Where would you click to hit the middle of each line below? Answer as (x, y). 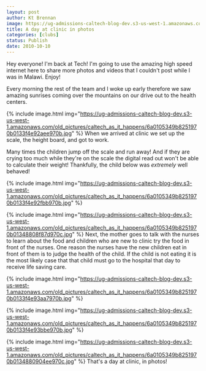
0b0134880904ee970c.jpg (40, 361)
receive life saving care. (36, 267)
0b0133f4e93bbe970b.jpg (39, 330)
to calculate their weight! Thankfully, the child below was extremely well (97, 165)
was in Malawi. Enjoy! (33, 77)
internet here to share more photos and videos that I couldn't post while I (98, 70)
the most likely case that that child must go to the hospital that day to (93, 260)
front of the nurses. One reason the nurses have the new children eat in (97, 247)
